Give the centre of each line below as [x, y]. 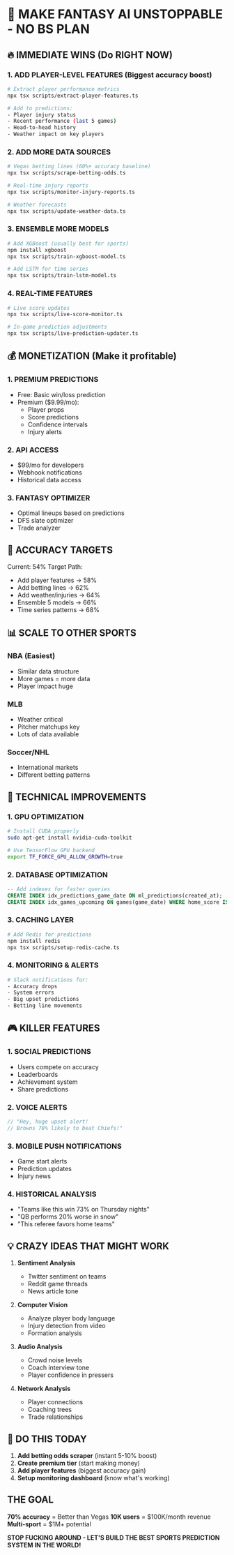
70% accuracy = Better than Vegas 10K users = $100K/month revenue [109, 1517]
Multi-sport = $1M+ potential [49, 1524]
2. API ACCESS [33, 449]
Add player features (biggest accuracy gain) [81, 1471]
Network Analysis [44, 1389]
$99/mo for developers [50, 465]
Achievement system [47, 1082]
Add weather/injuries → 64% [59, 595]
